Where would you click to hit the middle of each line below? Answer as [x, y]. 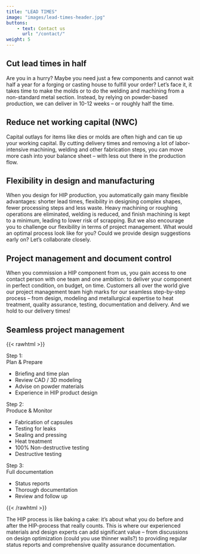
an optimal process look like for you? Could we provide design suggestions [99, 233]
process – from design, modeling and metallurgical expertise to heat [90, 298]
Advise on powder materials [49, 387]
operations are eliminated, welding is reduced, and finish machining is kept [98, 214]
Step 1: [14, 356]
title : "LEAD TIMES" [32, 12]
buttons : [17, 23]
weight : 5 [19, 39]
